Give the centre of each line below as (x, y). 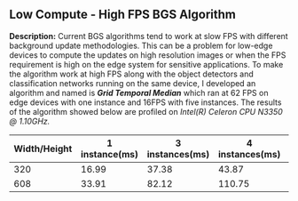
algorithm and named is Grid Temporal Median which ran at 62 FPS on (139, 92)
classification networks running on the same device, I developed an (133, 83)
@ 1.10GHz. (30, 121)
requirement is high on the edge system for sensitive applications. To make (146, 64)
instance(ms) (110, 154)
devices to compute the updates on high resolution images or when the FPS (148, 55)
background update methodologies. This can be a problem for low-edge (141, 45)
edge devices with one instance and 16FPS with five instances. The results (145, 102)
